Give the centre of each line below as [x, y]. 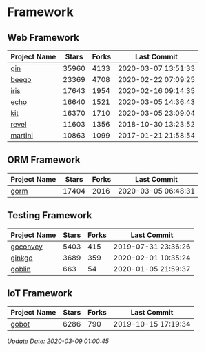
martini [22, 135]
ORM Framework [44, 160]
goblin [21, 269]
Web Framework [43, 38]
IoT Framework [40, 293]
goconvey [27, 247]
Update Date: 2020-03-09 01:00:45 [58, 341]
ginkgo [22, 258]
